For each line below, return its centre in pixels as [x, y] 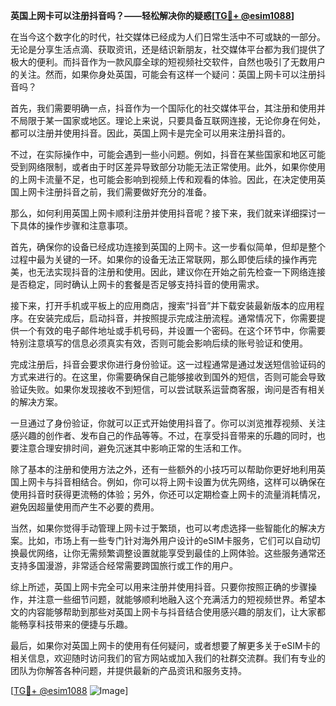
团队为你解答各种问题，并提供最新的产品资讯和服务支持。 [128, 670]
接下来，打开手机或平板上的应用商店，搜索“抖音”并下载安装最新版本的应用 [163, 305]
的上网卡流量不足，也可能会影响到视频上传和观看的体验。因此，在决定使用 [163, 179]
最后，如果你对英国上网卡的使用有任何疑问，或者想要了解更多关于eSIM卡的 [165, 645]
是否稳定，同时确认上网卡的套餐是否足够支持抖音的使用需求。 [137, 284]
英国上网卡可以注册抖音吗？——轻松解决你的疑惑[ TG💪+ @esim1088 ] [152, 15]
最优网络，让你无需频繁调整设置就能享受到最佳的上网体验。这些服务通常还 [172, 553]
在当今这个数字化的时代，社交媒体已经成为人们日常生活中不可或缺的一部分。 [168, 37]
